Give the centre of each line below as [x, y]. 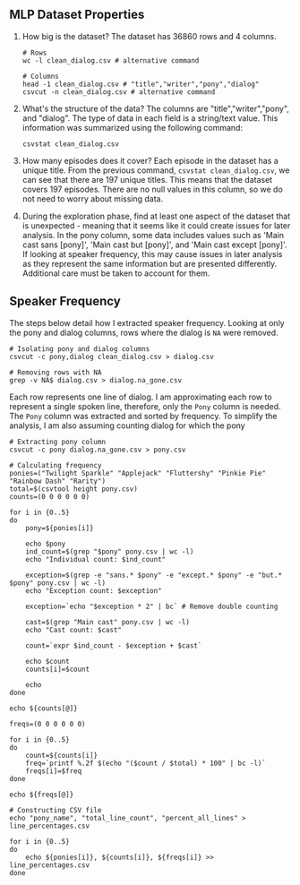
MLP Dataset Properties [77, 15]
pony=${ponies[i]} [60, 528]
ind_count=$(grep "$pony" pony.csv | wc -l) [110, 551]
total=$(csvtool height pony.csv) [74, 489]
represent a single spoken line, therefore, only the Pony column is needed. [145, 406]
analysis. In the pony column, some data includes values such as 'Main [153, 235]
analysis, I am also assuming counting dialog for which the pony [127, 425]
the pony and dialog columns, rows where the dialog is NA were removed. [144, 332]
